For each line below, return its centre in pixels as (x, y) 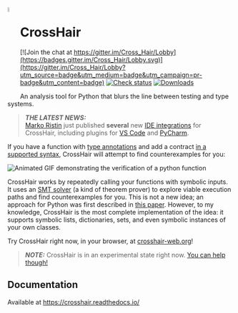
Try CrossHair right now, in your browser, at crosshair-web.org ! (100, 241)
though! (36, 262)
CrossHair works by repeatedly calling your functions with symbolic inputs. (118, 182)
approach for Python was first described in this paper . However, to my (111, 204)
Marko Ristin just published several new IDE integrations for (113, 125)
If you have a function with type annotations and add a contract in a (107, 146)
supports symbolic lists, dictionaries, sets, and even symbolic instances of (117, 220)
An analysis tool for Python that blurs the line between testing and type (125, 96)
